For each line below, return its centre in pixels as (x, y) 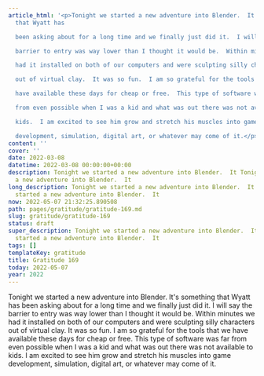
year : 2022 (26, 275)
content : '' (27, 143)
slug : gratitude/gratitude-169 (59, 217)
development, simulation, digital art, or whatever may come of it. (112, 364)
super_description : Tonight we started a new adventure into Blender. (126, 231)
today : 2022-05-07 (38, 268)
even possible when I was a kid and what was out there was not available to (131, 347)
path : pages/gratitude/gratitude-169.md (75, 209)
